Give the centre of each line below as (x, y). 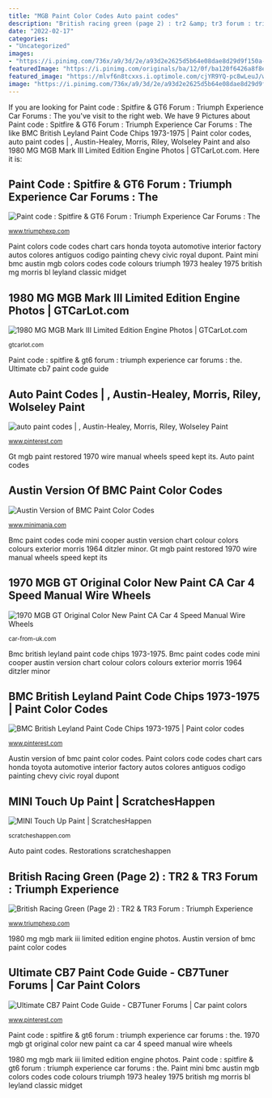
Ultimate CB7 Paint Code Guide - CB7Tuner (119, 973)
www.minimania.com (38, 525)
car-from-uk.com (32, 638)
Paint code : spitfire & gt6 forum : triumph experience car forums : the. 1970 (134, 1035)
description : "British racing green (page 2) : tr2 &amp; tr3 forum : (130, 24)
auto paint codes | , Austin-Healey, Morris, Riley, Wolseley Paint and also (130, 141)
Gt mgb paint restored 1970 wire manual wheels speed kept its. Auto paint (132, 456)
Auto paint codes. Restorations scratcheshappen (90, 851)
